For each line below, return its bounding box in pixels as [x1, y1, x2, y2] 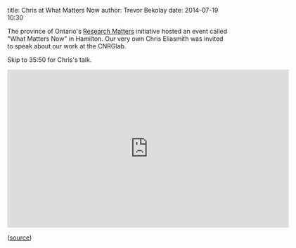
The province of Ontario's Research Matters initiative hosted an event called [7, 27, 228, 35]
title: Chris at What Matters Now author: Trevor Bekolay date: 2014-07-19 [7, 6, 219, 14]
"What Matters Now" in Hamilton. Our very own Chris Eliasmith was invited [7, 34, 224, 43]
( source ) [7, 233, 32, 242]
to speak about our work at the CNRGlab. [7, 42, 127, 50]
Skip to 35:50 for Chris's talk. [7, 56, 92, 64]
